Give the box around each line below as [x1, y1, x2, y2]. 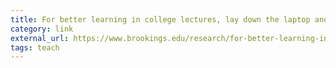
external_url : [10, 33, 70, 43]
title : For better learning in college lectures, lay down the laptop [10, 14, 311, 25]
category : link [10, 24, 74, 34]
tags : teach [10, 42, 60, 53]
